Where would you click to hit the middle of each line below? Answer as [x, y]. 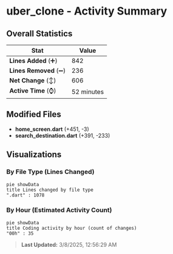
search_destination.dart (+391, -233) [63, 135]
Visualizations [34, 155]
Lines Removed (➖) [37, 71]
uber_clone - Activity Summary [87, 11]
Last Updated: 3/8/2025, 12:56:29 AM [69, 244]
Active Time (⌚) [33, 91]
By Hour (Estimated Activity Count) [59, 210]
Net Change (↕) [33, 80]
